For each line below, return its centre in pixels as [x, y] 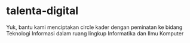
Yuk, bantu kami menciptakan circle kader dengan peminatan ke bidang [94, 27]
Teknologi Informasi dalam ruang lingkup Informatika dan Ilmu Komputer [95, 33]
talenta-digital [42, 11]
